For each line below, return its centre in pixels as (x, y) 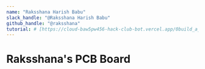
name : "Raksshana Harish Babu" (46, 12)
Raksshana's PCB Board (69, 59)
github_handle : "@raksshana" (43, 23)
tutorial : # (21, 29)
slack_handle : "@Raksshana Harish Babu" (59, 18)
